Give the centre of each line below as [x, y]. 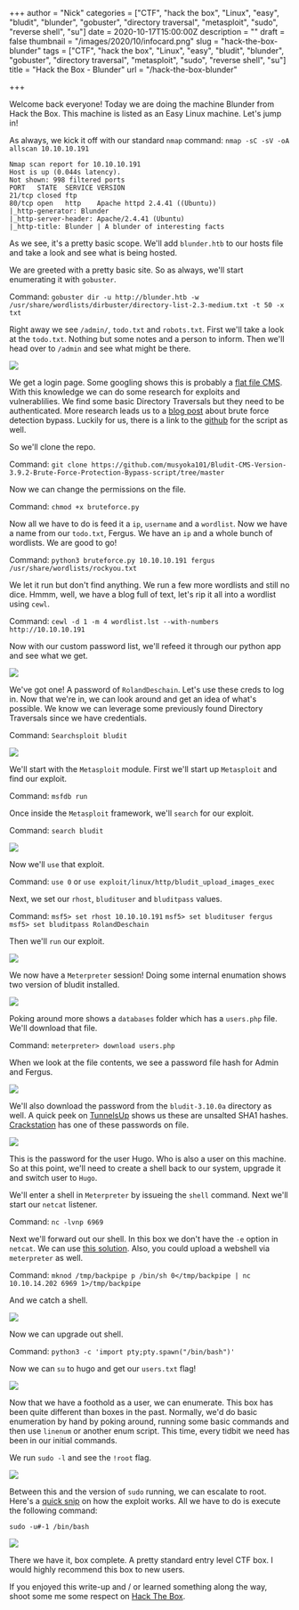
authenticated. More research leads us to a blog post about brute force [139, 411]
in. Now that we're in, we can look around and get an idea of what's [133, 699]
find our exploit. [38, 779]
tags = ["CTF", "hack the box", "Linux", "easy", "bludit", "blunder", [164, 51]
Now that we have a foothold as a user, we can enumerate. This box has [141, 1403]
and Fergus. [31, 1072]
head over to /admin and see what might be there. [100, 348]
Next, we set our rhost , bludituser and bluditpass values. [116, 899]
